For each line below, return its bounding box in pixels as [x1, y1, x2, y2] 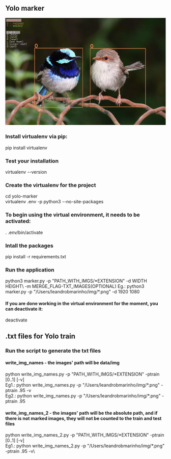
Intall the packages [5, 242, 53, 249]
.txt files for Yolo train [5, 332, 75, 340]
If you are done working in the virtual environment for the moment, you [5, 300, 158, 306]
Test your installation [5, 157, 59, 165]
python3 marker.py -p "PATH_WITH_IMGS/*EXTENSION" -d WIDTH [5, 278, 148, 284]
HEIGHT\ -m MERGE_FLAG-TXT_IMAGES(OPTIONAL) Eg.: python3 [5, 283, 145, 289]
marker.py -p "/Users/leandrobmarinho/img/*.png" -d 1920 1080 [5, 289, 140, 295]
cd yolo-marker [5, 193, 38, 199]
